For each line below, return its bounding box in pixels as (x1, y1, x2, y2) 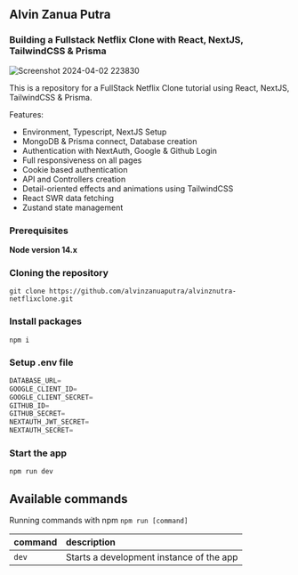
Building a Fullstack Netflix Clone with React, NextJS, (9, 34, 244, 46)
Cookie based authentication (21, 164, 128, 174)
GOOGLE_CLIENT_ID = (9, 385, 77, 393)
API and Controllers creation (21, 174, 126, 184)
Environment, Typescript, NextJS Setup (21, 126, 167, 137)
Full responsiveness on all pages (21, 155, 142, 166)
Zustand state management (21, 202, 124, 213)
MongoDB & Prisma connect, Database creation (21, 135, 197, 146)
